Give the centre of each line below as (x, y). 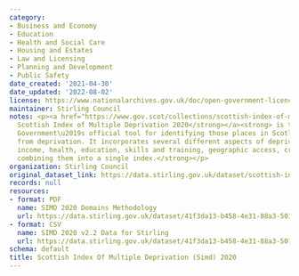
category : (28, 17)
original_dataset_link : (53, 175)
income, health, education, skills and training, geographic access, (149, 150)
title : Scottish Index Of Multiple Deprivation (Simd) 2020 (123, 258)
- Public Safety (39, 76)
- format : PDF (36, 200)
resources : (29, 191)
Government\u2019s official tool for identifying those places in (143, 134)
